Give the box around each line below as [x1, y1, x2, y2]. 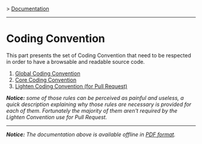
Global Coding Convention [14, 69, 81, 77]
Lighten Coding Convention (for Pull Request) [14, 83, 127, 90]
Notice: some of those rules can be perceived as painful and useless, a [6, 94, 185, 101]
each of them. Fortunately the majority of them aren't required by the [6, 107, 178, 114]
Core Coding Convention [14, 76, 77, 83]
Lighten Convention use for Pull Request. [6, 113, 107, 121]
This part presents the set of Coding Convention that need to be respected [6, 51, 191, 59]
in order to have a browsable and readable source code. [6, 58, 145, 65]
